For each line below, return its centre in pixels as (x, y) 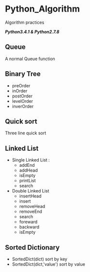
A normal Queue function (30, 59)
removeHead (32, 207)
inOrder (20, 91)
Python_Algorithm (42, 9)
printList (28, 181)
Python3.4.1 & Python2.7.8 (32, 32)
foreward (28, 222)
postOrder (22, 96)
